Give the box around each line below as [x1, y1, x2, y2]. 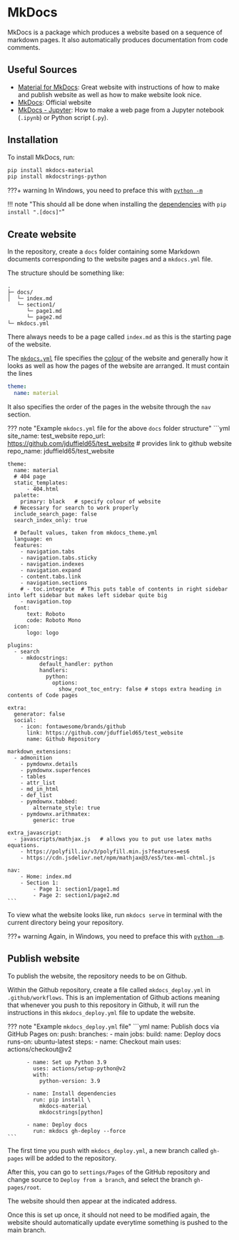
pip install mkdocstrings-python [7, 173, 107, 181]
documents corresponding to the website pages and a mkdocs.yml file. [7, 255, 213, 264]
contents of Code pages [7, 691, 78, 699]
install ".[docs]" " [7, 208, 66, 216]
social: [14, 716, 37, 724]
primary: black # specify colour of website [20, 498, 161, 505]
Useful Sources [7, 64, 78, 76]
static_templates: [14, 479, 69, 486]
